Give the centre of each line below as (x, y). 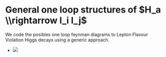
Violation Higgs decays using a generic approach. (57, 40)
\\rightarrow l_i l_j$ (46, 20)
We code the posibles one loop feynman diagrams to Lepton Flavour (77, 34)
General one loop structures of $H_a (83, 10)
